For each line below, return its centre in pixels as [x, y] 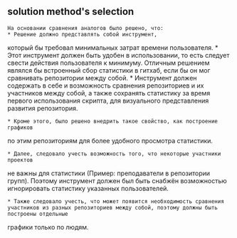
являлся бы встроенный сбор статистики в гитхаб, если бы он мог [109, 70]
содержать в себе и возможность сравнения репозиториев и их [106, 86]
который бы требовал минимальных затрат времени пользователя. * [113, 47]
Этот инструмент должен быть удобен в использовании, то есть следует [118, 55]
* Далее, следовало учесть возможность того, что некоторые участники [114, 154]
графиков [20, 128]
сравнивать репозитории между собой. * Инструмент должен [102, 78]
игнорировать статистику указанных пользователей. [88, 188]
